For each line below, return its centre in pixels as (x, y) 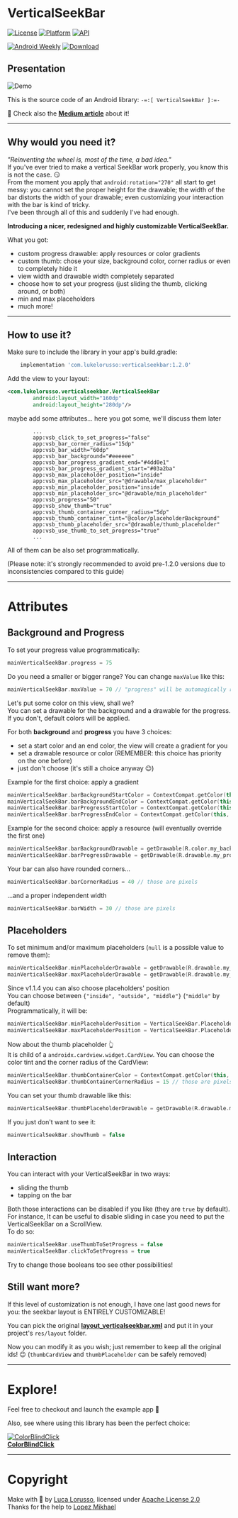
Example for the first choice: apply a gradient (73, 782)
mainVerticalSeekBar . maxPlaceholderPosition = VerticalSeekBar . (104, 1031)
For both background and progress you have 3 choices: (90, 731)
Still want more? (44, 1287)
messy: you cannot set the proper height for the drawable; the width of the (116, 189)
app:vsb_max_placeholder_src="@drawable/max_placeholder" (120, 481)
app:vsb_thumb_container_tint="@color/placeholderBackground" (126, 518)
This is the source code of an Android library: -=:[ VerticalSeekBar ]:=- (114, 99)
